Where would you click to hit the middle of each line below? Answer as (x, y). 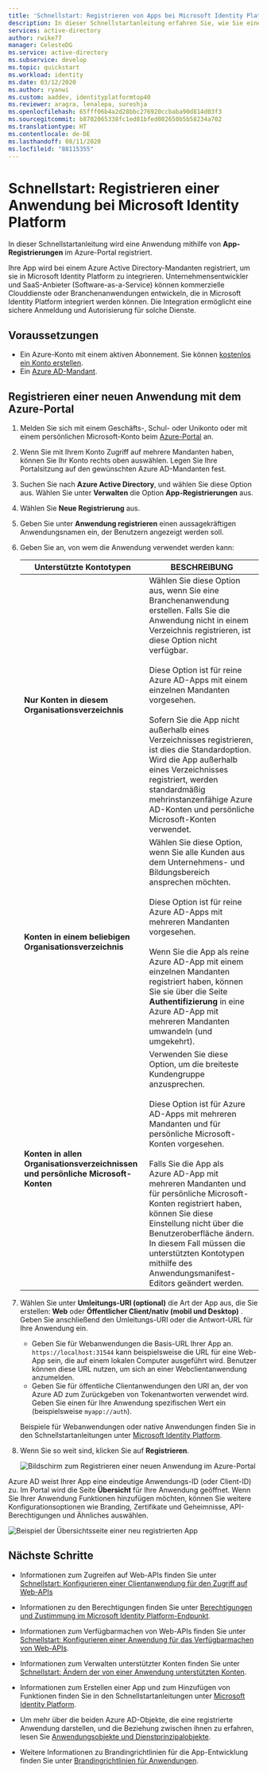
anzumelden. (53, 1377)
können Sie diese (181, 1213)
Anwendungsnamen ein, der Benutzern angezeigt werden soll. (122, 532)
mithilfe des (171, 1263)
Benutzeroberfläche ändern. (201, 1233)
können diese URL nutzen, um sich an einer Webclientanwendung (139, 1369)
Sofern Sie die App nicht (194, 720)
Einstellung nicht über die (196, 1223)
